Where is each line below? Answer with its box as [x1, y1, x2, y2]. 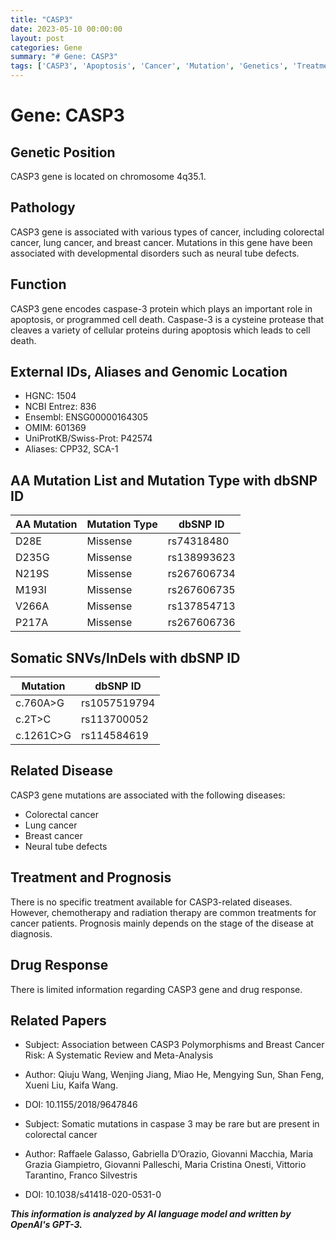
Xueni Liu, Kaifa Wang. [24, 1079, 119, 1091]
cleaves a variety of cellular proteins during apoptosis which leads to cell [10, 324, 311, 336]
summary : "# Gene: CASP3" [10, 52, 118, 62]
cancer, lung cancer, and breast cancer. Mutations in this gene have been [10, 236, 313, 248]
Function [10, 276, 67, 293]
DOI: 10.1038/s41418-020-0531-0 [24, 1189, 162, 1201]
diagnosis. [10, 927, 53, 940]
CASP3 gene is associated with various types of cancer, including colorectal [10, 226, 325, 238]
